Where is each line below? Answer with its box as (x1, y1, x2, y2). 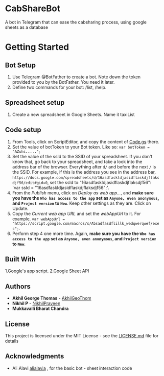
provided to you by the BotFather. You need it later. (12, 79, 115, 85)
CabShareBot (5, 3, 60, 14)
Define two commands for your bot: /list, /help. (12, 84, 107, 90)
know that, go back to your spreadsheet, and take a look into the (12, 159, 142, 164)
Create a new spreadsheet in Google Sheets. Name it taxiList (12, 111, 135, 117)
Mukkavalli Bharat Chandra (12, 305, 69, 311)
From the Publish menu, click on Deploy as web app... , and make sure (12, 189, 154, 196)
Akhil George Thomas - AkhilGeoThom (12, 295, 92, 301)
